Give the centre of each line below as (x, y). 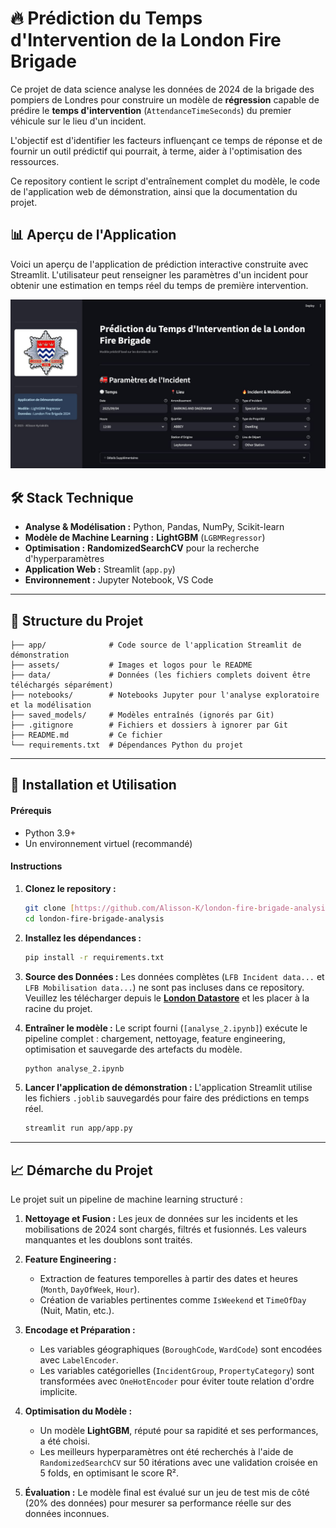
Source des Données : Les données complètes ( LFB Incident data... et (174, 976)
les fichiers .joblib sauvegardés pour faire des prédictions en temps (167, 1098)
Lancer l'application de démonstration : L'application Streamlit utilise (168, 1088)
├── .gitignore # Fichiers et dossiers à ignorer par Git (149, 725)
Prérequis (31, 811)
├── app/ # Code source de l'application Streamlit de (156, 645)
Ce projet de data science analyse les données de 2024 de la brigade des (162, 89)
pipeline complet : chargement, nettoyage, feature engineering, (155, 1038)
